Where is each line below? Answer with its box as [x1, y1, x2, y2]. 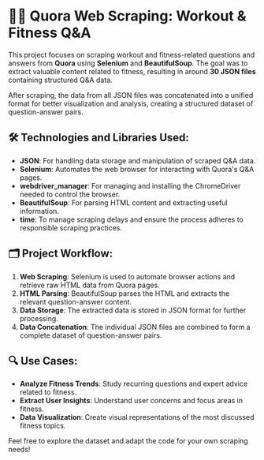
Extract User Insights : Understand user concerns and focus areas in [19, 396, 243, 406]
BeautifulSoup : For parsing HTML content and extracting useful [19, 197, 228, 208]
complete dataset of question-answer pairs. [19, 331, 162, 340]
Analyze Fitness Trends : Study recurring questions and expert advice [19, 379, 248, 389]
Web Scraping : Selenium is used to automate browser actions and [19, 271, 236, 281]
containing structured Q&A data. [8, 75, 113, 84]
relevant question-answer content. [19, 297, 132, 306]
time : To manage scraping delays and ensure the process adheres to [19, 215, 244, 224]
